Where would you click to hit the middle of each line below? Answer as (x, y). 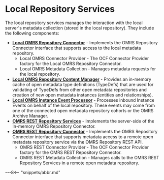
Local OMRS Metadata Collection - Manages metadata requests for (88, 69)
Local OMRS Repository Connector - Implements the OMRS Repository (85, 42)
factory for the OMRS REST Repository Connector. (70, 152)
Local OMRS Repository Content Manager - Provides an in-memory (82, 79)
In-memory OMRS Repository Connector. (54, 126)
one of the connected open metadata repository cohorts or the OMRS (83, 110)
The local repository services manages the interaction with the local (74, 23)
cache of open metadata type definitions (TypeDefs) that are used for (83, 84)
